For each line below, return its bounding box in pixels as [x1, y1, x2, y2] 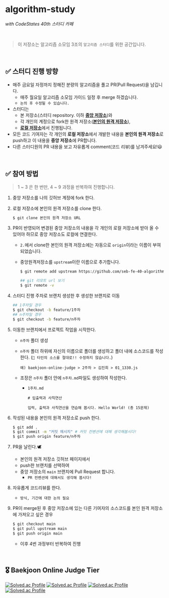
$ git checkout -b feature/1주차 [12, 307, 80, 312]
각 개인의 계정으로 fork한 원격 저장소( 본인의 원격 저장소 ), [20, 118, 131, 124]
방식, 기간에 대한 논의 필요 [20, 496, 69, 501]
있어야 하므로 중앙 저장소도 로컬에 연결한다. [12, 231, 98, 237]
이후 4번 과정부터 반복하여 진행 [20, 541, 81, 547]
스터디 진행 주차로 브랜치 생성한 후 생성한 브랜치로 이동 [12, 293, 120, 299]
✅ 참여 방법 [5, 170, 39, 178]
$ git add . [12, 425, 38, 430]
